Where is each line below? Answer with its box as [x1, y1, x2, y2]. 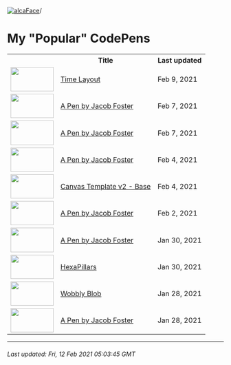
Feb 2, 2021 [157, 209, 198, 218]
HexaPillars [60, 262, 97, 271]
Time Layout [60, 74, 101, 84]
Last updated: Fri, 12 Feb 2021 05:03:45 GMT [7, 350, 136, 358]
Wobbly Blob [60, 289, 102, 299]
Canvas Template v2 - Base [60, 182, 151, 191]
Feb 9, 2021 [157, 74, 198, 84]
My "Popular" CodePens [7, 31, 151, 46]
